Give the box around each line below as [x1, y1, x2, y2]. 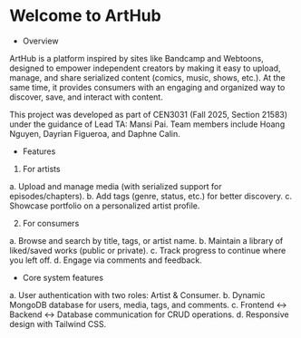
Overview [22, 35, 59, 46]
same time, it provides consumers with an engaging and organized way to [9, 82, 286, 92]
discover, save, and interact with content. [9, 92, 163, 102]
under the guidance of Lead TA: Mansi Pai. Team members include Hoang [9, 119, 286, 130]
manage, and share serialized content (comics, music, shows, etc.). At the [9, 72, 286, 82]
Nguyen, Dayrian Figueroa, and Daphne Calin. [9, 128, 180, 139]
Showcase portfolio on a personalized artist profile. [9, 200, 200, 211]
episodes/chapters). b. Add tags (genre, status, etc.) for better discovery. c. [9, 190, 293, 201]
